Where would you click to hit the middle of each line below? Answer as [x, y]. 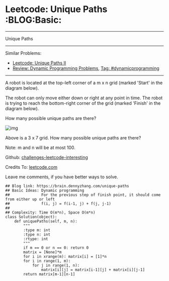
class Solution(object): [31, 217]
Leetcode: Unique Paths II [39, 63]
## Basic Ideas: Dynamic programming [45, 190]
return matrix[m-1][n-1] [49, 274]
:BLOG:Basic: [33, 20]
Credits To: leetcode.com [31, 167]
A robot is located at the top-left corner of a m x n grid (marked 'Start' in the [84, 83]
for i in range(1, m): [47, 261]
